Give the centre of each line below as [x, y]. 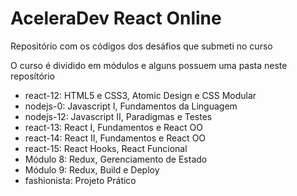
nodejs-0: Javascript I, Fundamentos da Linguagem [131, 106]
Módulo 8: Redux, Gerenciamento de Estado [116, 159]
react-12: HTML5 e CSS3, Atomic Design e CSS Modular [140, 95]
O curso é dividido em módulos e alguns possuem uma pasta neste [149, 65]
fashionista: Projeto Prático [80, 180]
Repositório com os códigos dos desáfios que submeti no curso [141, 46]
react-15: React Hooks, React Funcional [106, 148]
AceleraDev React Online [116, 18]
